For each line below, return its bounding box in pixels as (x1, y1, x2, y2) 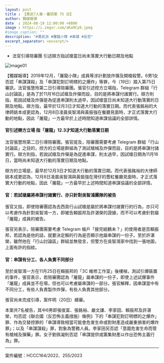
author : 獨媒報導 (5, 16, 38, 21)
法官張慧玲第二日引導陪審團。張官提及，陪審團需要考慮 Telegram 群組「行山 (5, 139, 159, 145)
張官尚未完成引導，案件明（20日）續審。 (5, 297, 88, 303)
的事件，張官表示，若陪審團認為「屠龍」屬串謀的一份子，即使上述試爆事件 (5, 274, 155, 280)
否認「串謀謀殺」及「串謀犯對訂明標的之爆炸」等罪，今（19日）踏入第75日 (5, 78, 156, 84)
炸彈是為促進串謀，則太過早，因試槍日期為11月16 (60, 151, 159, 157)
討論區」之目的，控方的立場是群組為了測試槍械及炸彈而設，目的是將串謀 (5, 145, 150, 151)
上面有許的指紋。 (5, 245, 40, 250)
